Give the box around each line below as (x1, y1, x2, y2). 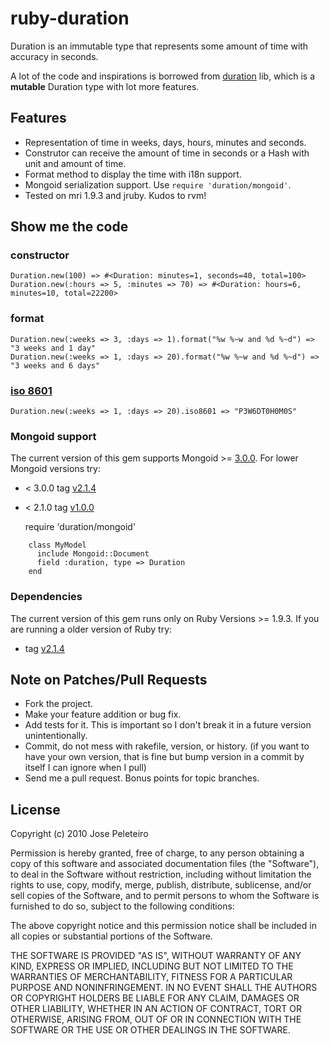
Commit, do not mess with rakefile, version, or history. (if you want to (24, 740, 310, 752)
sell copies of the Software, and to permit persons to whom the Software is (10, 890, 320, 902)
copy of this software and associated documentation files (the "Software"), (10, 858, 320, 870)
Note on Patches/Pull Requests (10, 672, 208, 689)
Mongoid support (10, 429, 97, 443)
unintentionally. (24, 730, 88, 742)
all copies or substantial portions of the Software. (10, 930, 213, 942)
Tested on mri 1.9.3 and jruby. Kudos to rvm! (24, 189, 207, 201)
